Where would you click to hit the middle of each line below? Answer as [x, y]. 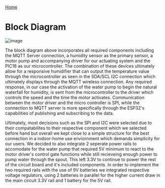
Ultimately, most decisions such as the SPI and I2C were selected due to [79, 122]
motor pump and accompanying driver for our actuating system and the [78, 61]
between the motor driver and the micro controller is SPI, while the [72, 103]
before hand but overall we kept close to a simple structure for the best [77, 133]
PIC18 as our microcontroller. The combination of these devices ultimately [80, 66]
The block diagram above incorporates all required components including [80, 50]
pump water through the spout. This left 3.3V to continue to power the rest [81, 159]
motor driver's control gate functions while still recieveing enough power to [81, 154]
